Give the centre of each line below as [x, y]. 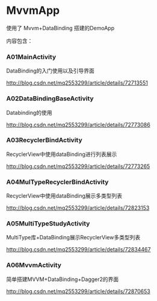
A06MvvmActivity [34, 265]
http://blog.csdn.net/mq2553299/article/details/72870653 [78, 291]
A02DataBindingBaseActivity [50, 99]
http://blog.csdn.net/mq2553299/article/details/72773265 [78, 166]
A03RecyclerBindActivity [44, 140]
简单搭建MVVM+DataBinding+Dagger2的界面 [63, 279]
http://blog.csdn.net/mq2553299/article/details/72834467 [78, 250]
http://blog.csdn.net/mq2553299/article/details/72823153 [78, 208]
